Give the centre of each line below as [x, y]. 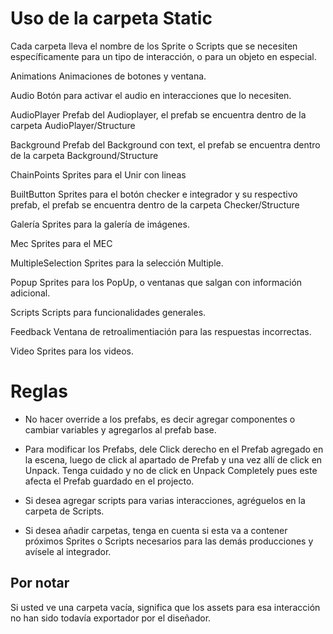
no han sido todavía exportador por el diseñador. [111, 618]
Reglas [39, 391]
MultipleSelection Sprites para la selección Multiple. [117, 263]
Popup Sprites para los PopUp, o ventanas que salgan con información [156, 282]
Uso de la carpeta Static [111, 18]
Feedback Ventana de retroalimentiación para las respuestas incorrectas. [161, 331]
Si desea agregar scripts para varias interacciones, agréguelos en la [165, 500]
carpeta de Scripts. [64, 511]
